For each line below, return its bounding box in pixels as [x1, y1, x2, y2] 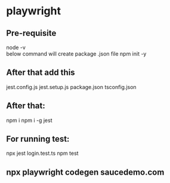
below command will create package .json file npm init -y [6, 50, 147, 57]
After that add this [6, 68, 76, 78]
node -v [6, 44, 26, 51]
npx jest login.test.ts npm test [6, 150, 79, 157]
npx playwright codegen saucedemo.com [6, 167, 165, 177]
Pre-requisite [6, 28, 57, 38]
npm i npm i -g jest [6, 117, 52, 124]
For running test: [6, 134, 70, 144]
